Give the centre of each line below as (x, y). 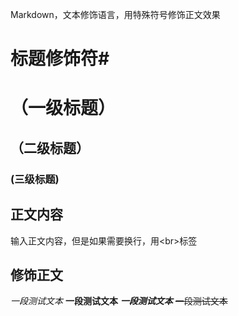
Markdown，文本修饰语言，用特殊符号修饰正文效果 (115, 14)
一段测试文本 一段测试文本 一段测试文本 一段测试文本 (119, 301)
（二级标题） (50, 148)
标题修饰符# (60, 59)
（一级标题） (63, 108)
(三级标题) (35, 179)
